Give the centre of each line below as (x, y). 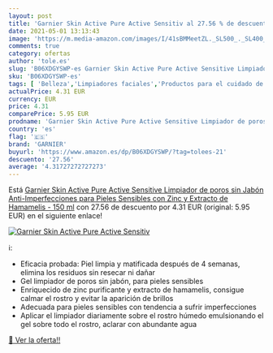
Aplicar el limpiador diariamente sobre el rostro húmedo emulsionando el (142, 316)
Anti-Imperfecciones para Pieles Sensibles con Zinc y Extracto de (119, 199)
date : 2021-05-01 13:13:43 (54, 31)
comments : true (34, 46)
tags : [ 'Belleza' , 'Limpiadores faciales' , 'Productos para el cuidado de (136, 84)
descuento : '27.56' (41, 159)
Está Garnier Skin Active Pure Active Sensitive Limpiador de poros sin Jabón (136, 190)
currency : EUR (32, 99)
